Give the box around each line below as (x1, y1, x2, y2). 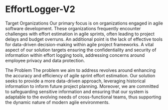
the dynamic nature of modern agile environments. (5, 99, 110, 105)
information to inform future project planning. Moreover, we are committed (5, 83, 159, 89)
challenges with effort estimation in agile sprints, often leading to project (5, 31, 155, 37)
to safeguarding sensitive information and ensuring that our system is (5, 88, 149, 94)
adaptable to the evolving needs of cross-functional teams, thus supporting (5, 94, 161, 100)
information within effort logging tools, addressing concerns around (5, 52, 145, 58)
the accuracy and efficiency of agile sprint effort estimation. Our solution (5, 72, 155, 78)
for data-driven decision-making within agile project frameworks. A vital (5, 41, 154, 47)
